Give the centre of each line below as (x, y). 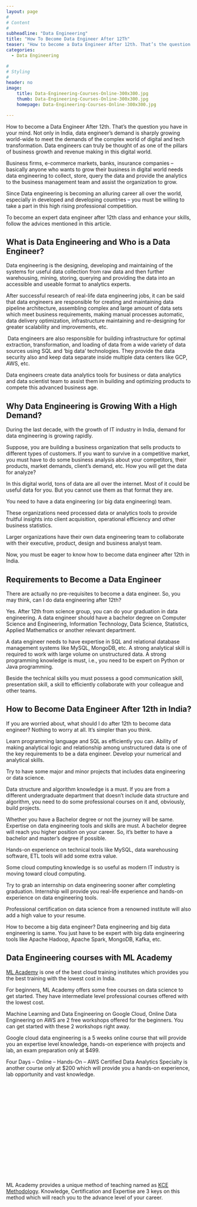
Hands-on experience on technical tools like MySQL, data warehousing (92, 849)
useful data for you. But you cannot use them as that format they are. (90, 490)
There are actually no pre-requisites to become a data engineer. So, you (93, 594)
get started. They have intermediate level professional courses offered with (97, 996)
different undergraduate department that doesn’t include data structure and (98, 795)
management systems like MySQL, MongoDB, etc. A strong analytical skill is (98, 648)
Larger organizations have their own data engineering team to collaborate (95, 537)
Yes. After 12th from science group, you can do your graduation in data (92, 611)
